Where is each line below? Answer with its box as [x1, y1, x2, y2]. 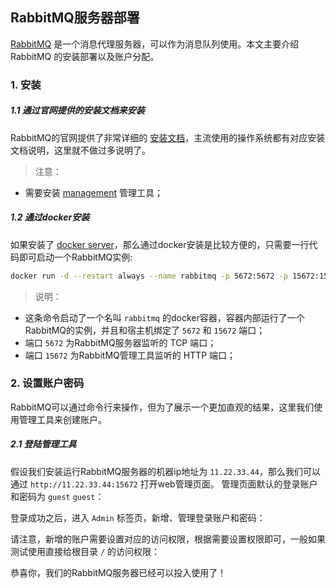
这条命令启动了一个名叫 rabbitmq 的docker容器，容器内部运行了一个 [24, 311, 305, 323]
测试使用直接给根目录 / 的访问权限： [10, 545, 161, 557]
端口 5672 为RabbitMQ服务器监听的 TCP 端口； [24, 336, 217, 348]
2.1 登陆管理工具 [10, 438, 77, 450]
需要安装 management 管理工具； [24, 186, 163, 198]
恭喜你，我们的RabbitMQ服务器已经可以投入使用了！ [10, 566, 227, 578]
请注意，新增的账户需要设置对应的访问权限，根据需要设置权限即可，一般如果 [10, 533, 326, 545]
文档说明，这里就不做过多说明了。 [10, 144, 151, 156]
